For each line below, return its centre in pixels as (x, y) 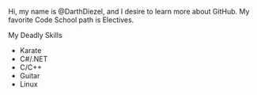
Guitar (30, 76)
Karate (30, 50)
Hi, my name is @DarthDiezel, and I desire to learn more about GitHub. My (129, 11)
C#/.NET (34, 59)
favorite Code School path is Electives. (71, 20)
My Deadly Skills (35, 35)
